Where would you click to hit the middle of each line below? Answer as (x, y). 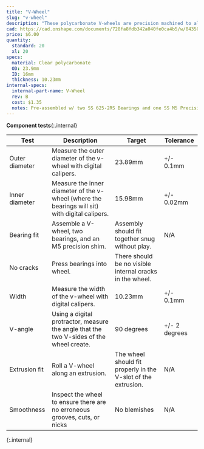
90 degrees (131, 329)
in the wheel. (133, 279)
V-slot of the (133, 377)
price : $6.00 (23, 35)
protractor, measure (80, 321)
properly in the (136, 369)
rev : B (20, 97)
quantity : (19, 40)
